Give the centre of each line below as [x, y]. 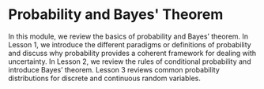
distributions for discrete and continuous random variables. [105, 78]
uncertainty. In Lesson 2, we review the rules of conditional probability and [130, 61]
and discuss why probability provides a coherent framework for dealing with [132, 53]
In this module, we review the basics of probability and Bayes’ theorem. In [128, 36]
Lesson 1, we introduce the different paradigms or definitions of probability [130, 44]
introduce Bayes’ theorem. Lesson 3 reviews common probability [114, 69]
